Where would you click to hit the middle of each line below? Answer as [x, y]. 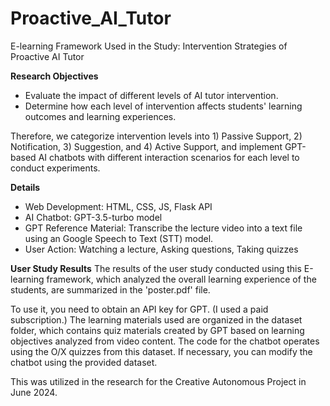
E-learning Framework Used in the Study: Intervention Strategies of [149, 46]
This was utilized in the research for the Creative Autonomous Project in [158, 381]
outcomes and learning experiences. [100, 116]
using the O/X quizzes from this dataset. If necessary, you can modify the [161, 351]
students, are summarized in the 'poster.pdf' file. [110, 289]
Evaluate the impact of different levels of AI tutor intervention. [151, 95]
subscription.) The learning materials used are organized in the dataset [156, 319]
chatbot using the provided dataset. [84, 362]
